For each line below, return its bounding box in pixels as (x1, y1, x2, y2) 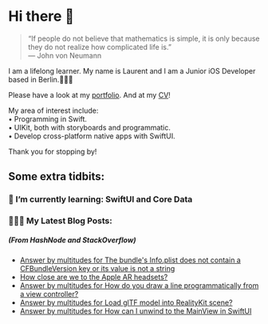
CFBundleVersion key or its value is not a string (19, 264, 175, 274)
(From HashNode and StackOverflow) (8, 235, 137, 245)
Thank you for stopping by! (8, 146, 97, 156)
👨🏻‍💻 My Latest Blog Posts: (8, 215, 113, 226)
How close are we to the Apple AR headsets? (19, 272, 168, 282)
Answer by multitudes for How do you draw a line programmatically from (19, 281, 259, 290)
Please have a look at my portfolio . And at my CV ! (8, 90, 171, 99)
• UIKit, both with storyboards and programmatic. (8, 122, 171, 132)
